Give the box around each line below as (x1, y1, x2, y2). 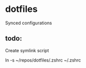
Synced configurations (5, 20, 52, 26)
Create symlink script (5, 47, 49, 53)
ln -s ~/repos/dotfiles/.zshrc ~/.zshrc (5, 57, 81, 63)
